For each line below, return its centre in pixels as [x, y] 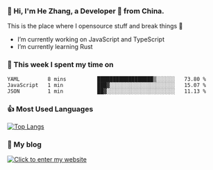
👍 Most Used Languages [50, 108]
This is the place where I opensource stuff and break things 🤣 [95, 26]
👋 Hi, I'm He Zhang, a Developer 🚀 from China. [86, 11]
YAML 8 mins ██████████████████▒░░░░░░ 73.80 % [107, 79]
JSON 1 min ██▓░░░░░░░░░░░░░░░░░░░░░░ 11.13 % [107, 91]
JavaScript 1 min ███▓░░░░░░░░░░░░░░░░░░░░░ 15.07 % [107, 85]
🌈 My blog [24, 144]
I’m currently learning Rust [55, 47]
